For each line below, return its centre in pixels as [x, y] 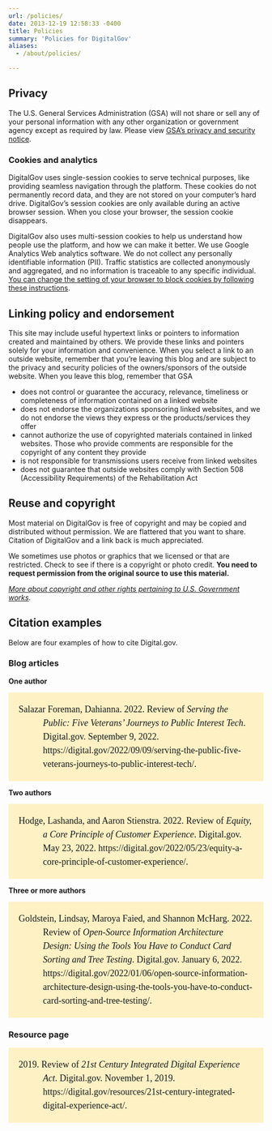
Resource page [39, 1035]
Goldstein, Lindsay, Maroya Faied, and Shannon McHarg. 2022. [136, 919]
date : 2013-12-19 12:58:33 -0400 [65, 24]
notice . [20, 139]
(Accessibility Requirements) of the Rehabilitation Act [109, 478]
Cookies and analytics [53, 160]
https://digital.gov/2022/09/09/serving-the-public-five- [142, 750]
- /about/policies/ [49, 54]
